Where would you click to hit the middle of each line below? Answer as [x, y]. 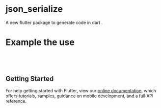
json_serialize [34, 9]
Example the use [40, 42]
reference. [16, 101]
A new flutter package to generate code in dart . [54, 22]
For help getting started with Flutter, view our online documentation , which [81, 90]
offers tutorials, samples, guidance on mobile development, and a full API [80, 96]
